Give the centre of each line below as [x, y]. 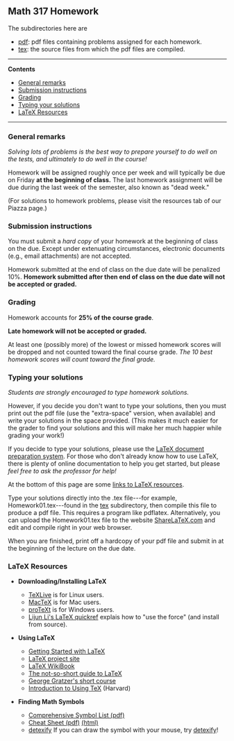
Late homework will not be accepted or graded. [77, 331]
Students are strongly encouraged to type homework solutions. [99, 392]
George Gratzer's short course [72, 681]
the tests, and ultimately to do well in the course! [78, 159]
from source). [48, 624]
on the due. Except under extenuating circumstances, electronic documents [116, 249]
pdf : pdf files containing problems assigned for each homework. [110, 42]
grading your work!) [36, 435]
